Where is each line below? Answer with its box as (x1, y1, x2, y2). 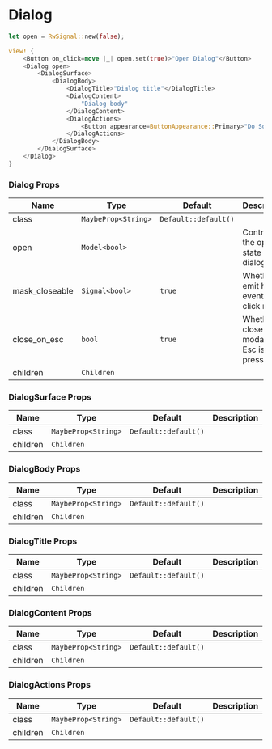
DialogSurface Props (8, 391, 91, 403)
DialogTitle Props (8, 535, 78, 547)
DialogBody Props (8, 463, 81, 475)
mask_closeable (12, 286, 74, 297)
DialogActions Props (8, 679, 91, 691)
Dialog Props (8, 179, 60, 190)
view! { (8, 47, 35, 55)
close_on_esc (12, 334, 64, 345)
